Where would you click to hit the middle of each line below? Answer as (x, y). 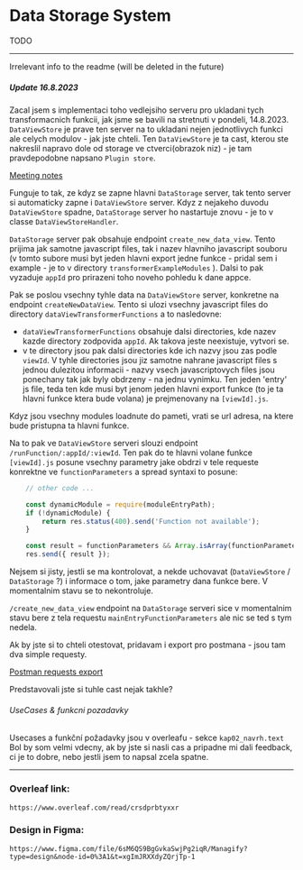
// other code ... (60, 488)
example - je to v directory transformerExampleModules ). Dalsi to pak (137, 268)
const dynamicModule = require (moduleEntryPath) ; (121, 504)
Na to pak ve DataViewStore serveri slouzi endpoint (104, 443)
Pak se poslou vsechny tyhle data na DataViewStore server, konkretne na (144, 295)
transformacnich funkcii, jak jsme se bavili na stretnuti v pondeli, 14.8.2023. (149, 119)
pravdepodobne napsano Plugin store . (83, 158)
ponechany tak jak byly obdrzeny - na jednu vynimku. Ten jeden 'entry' (155, 379)
